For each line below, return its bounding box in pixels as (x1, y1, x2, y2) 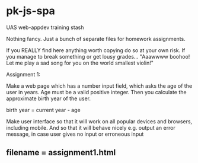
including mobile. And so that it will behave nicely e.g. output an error (6, 124, 176, 131)
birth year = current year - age (6, 106, 81, 113)
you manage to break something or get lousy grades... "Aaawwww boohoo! (6, 53, 190, 60)
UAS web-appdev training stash (6, 24, 84, 31)
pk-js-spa (6, 4, 55, 18)
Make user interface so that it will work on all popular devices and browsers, (6, 117, 193, 125)
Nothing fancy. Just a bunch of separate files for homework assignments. (6, 35, 186, 42)
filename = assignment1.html (6, 148, 116, 158)
